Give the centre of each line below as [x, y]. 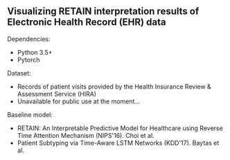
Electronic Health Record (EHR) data [87, 23]
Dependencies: [29, 39]
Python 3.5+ [35, 52]
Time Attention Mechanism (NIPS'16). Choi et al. [86, 135]
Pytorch [28, 60]
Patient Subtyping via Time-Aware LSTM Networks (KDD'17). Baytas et [118, 143]
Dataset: [19, 73]
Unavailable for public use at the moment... [79, 101]
